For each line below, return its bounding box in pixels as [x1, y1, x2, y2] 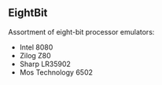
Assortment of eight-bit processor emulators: [8, 27, 155, 36]
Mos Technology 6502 [19, 67, 93, 77]
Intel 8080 [19, 42, 53, 52]
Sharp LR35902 [19, 59, 71, 68]
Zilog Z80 [19, 50, 51, 60]
